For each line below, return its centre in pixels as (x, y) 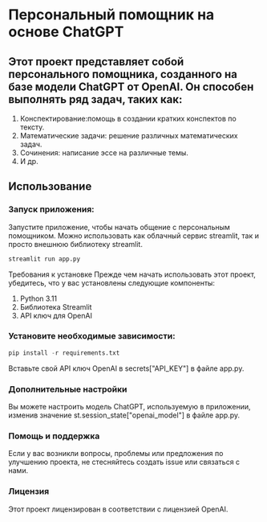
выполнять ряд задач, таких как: (95, 99)
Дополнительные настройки (68, 389)
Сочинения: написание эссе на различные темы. (104, 153)
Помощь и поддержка (54, 436)
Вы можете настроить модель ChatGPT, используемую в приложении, (129, 407)
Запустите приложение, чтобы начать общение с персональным (119, 227)
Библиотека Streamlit (56, 306)
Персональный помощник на (111, 15)
